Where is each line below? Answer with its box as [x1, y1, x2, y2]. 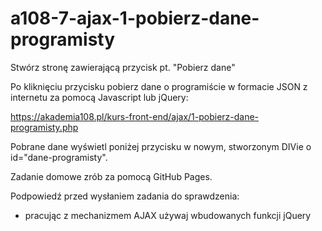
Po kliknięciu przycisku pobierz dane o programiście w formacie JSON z [10, 80, 308, 92]
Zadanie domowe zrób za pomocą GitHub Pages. [10, 170, 213, 182]
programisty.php [10, 121, 79, 133]
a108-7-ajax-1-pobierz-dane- [10, 7, 260, 30]
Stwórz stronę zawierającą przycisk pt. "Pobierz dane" [10, 61, 236, 73]
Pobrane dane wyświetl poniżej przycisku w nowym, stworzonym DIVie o [10, 140, 312, 152]
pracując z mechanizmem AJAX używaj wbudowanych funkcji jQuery [24, 209, 312, 221]
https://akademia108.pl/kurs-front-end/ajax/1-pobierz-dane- [10, 110, 260, 122]
